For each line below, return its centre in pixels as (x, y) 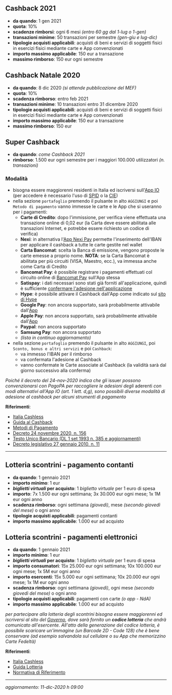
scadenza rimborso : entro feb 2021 (50, 99)
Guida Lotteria (28, 667)
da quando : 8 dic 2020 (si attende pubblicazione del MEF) (74, 87)
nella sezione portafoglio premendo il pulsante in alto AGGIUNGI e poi (85, 201)
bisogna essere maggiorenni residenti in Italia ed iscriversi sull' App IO (86, 190)
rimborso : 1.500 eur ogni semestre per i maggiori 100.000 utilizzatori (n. (89, 160)
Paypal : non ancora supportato (53, 327)
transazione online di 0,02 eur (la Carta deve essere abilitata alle (88, 223)
